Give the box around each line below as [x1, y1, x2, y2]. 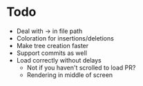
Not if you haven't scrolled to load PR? [26, 63, 136, 72]
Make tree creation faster [16, 41, 89, 50]
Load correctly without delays [16, 56, 102, 64]
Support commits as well [16, 49, 88, 57]
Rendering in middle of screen [26, 70, 113, 79]
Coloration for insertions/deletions [16, 34, 115, 42]
